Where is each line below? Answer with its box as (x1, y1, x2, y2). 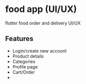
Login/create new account (12, 47, 67, 53)
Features (5, 34, 33, 43)
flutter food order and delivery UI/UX (5, 20, 81, 26)
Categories (12, 58, 35, 64)
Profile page (12, 63, 38, 69)
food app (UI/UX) (5, 3, 77, 15)
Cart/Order (12, 69, 35, 75)
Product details (12, 53, 44, 59)
